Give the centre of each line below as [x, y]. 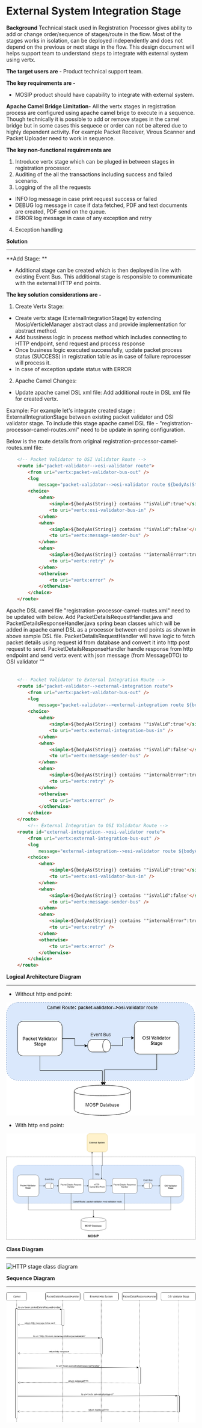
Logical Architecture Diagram [44, 977]
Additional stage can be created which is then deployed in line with [98, 270]
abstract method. [36, 331]
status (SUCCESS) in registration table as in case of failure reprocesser [103, 356]
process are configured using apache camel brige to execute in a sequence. [101, 112]
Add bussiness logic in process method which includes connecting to [101, 337]
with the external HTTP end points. [58, 283]
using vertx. [21, 60]
